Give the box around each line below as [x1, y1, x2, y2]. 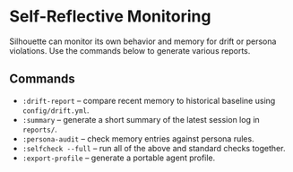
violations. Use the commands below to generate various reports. [9, 45, 251, 56]
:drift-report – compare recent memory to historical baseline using [22, 95, 276, 106]
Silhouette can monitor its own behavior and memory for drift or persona [9, 36, 277, 47]
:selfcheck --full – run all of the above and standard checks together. [22, 142, 286, 153]
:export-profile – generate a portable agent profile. [22, 152, 216, 163]
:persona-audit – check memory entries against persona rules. [22, 133, 254, 144]
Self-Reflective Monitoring [9, 6, 211, 27]
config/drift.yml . [22, 105, 90, 116]
